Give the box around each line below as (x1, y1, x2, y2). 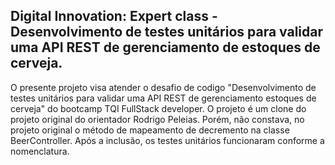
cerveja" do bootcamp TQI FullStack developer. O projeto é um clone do (10, 102, 307, 114)
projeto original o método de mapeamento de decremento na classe (10, 124, 290, 136)
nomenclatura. (10, 145, 70, 157)
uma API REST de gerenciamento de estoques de (10, 39, 321, 56)
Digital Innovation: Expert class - (10, 8, 218, 25)
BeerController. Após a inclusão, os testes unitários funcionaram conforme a (10, 134, 325, 146)
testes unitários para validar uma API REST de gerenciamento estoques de (10, 92, 317, 104)
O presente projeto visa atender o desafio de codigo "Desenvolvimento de (10, 81, 317, 93)
